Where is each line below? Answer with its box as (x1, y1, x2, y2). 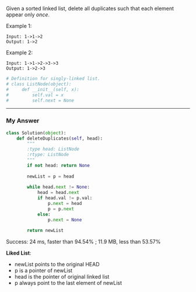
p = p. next (47, 206, 75, 212)
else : (37, 211, 51, 217)
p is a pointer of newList (14, 267, 73, 274)
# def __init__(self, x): (6, 86, 80, 92)
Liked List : (6, 249, 32, 256)
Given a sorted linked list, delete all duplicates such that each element (6, 5, 174, 12)
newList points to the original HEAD (14, 261, 100, 268)
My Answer (6, 117, 40, 125)
